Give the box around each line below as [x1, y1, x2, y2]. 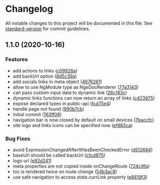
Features [5, 56, 28, 63]
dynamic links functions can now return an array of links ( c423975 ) [12, 95, 155, 101]
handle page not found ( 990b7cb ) [12, 106, 85, 112]
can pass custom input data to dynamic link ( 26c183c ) [12, 89, 127, 96]
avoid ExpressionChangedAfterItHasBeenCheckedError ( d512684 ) [12, 146, 153, 153]
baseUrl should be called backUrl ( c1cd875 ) [12, 152, 106, 158]
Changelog [5, 3, 53, 15]
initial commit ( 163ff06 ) [12, 111, 62, 117]
